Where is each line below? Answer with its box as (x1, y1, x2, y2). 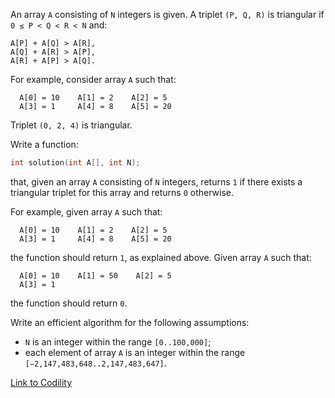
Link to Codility (10, 376, 73, 388)
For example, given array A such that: (10, 205, 163, 218)
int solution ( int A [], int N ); (10, 158, 141, 168)
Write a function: (10, 139, 79, 150)
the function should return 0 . (10, 297, 128, 309)
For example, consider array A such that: (10, 74, 177, 85)
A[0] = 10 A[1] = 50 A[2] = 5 (19, 270, 172, 281)
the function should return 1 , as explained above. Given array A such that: (10, 251, 312, 263)
